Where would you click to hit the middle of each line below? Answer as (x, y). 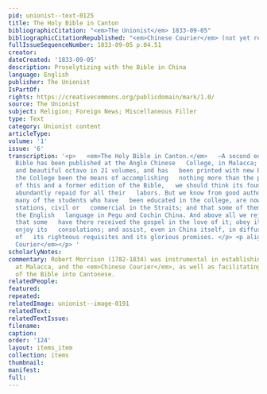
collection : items (39, 355)
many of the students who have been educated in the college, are (131, 200)
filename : (25, 326)
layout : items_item (41, 348)
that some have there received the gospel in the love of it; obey (133, 222)
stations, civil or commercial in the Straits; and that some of (130, 207)
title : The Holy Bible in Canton (64, 23)
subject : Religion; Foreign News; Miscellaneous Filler (103, 112)
